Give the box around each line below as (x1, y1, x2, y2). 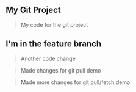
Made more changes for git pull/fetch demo (20, 79, 131, 86)
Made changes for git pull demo (20, 66, 101, 74)
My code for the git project (20, 21, 88, 28)
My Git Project (5, 5, 62, 15)
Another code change (20, 55, 76, 62)
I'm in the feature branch (5, 39, 102, 49)
